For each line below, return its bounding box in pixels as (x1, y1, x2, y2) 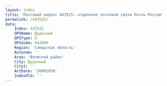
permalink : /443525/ (5, 17, 49, 22)
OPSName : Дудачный (14, 31, 53, 36)
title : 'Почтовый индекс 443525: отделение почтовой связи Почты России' (5, 12, 164, 17)
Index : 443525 (14, 26, 44, 31)
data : (5, 21, 17, 27)
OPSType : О (14, 36, 37, 41)
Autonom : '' (14, 50, 39, 55)
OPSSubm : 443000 (14, 40, 49, 46)
